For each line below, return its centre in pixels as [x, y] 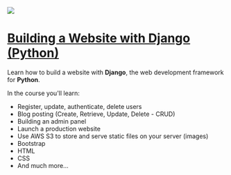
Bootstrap [31, 143]
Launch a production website [59, 128]
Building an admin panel [52, 121]
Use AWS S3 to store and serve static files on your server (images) [113, 136]
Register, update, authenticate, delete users [79, 106]
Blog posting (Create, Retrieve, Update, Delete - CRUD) [96, 114]
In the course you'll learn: [43, 93]
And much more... [43, 165]
